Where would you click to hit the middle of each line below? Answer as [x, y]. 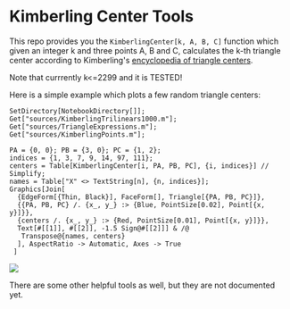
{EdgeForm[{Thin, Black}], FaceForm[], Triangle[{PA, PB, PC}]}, [141, 197]
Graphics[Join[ [37, 189]
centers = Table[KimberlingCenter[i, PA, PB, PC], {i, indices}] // [139, 166]
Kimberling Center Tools [102, 17]
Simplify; [28, 173]
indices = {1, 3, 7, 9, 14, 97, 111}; [81, 158]
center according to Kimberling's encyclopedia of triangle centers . [131, 60]
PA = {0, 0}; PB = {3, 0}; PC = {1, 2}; [86, 150]
